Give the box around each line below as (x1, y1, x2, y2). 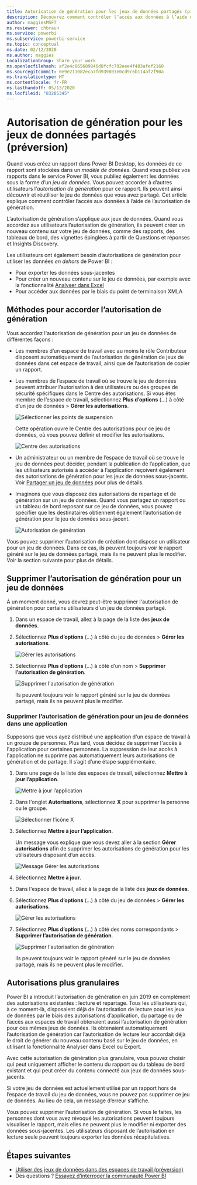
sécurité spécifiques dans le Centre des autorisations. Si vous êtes (15, 390, 176, 397)
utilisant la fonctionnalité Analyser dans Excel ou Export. (6, 1043, 142, 1051)
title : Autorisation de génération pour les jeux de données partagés (6, 8, 182, 15)
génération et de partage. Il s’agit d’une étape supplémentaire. (6, 758, 157, 765)
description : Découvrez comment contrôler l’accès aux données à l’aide (6, 14, 188, 20)
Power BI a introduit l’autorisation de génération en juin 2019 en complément (6, 993, 191, 1001)
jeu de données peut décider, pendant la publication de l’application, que (15, 460, 191, 467)
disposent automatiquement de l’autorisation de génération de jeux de (15, 353, 184, 360)
